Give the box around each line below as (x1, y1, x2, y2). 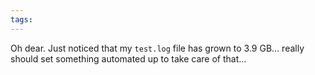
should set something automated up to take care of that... (10, 52, 247, 65)
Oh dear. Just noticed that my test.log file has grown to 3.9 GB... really (10, 42, 305, 54)
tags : (10, 14, 33, 25)
